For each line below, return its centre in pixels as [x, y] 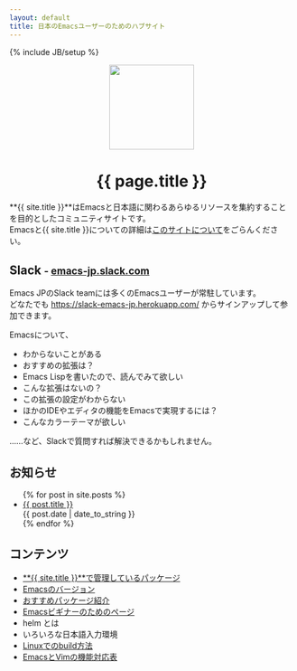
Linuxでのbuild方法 [57, 645]
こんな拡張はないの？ [62, 388]
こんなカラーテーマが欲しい [74, 422]
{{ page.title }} [152, 181]
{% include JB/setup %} [54, 52]
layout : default [40, 18]
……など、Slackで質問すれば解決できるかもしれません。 [113, 441]
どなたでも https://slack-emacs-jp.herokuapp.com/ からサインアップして [145, 305]
